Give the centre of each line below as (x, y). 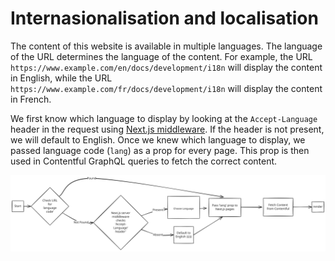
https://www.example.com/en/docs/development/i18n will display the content (166, 67)
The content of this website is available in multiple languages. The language (166, 46)
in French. (31, 99)
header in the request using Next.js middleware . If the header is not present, (167, 129)
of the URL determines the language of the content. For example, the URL (161, 56)
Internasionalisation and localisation (164, 18)
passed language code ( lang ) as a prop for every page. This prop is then (160, 150)
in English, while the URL (61, 78)
